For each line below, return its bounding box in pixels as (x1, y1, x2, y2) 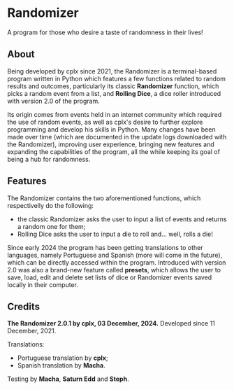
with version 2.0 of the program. (7, 97, 100, 105)
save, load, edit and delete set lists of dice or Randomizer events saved (7, 273, 212, 281)
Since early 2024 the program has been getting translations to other (7, 243, 203, 251)
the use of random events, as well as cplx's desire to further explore (7, 118, 203, 126)
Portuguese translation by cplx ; (17, 354, 108, 362)
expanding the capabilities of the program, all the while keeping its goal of (7, 147, 220, 155)
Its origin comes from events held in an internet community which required (7, 110, 222, 118)
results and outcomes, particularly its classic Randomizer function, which (7, 82, 219, 90)
